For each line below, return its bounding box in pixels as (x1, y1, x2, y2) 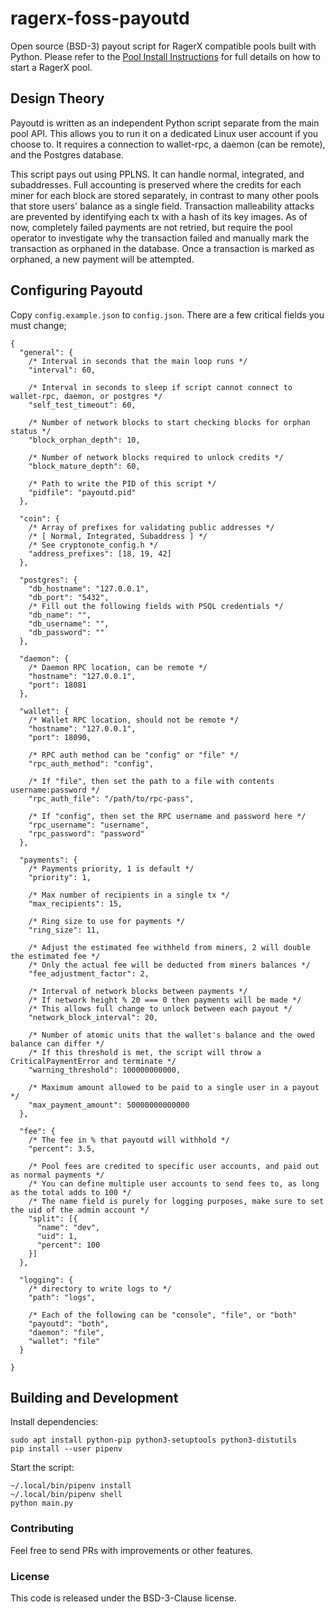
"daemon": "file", (28, 1327, 105, 1337)
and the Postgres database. (10, 148, 124, 161)
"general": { (19, 347, 74, 357)
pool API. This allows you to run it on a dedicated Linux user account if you (10, 127, 319, 139)
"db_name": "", (28, 610, 92, 620)
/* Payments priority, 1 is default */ (28, 863, 195, 874)
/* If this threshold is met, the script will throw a (28, 1047, 262, 1057)
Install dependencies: (10, 1416, 99, 1428)
